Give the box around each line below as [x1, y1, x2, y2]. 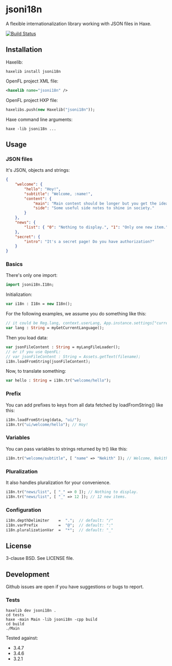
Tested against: [6, 635, 38, 641]
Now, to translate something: [6, 368, 66, 374]
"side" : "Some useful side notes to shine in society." [33, 206, 155, 211]
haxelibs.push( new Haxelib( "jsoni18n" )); [6, 107, 95, 112]
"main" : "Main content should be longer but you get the [33, 201, 157, 206]
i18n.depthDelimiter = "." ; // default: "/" [6, 518, 114, 523]
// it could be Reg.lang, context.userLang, [6, 320, 102, 326]
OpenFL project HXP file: [6, 97, 58, 103]
